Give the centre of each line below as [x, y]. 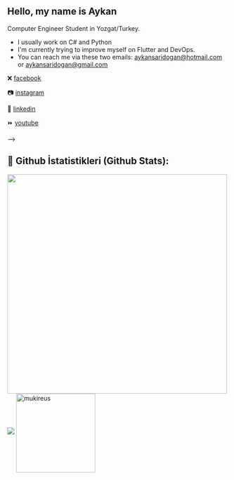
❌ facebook [24, 78]
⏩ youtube [23, 123]
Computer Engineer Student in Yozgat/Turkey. [74, 28]
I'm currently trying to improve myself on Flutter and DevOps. [106, 49]
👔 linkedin [21, 109]
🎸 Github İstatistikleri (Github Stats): [88, 161]
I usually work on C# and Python [65, 42]
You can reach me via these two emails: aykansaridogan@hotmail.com [120, 57]
